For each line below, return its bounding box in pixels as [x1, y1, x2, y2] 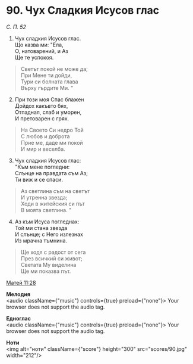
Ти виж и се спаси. [14, 176, 64, 183]
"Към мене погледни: [14, 163, 70, 170]
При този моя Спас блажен [14, 96, 84, 103]
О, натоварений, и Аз [14, 47, 68, 54]
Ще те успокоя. [14, 54, 54, 61]
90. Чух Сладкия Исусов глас [6, 4, 160, 17]
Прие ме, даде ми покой [20, 139, 83, 146]
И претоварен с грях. [14, 114, 69, 122]
